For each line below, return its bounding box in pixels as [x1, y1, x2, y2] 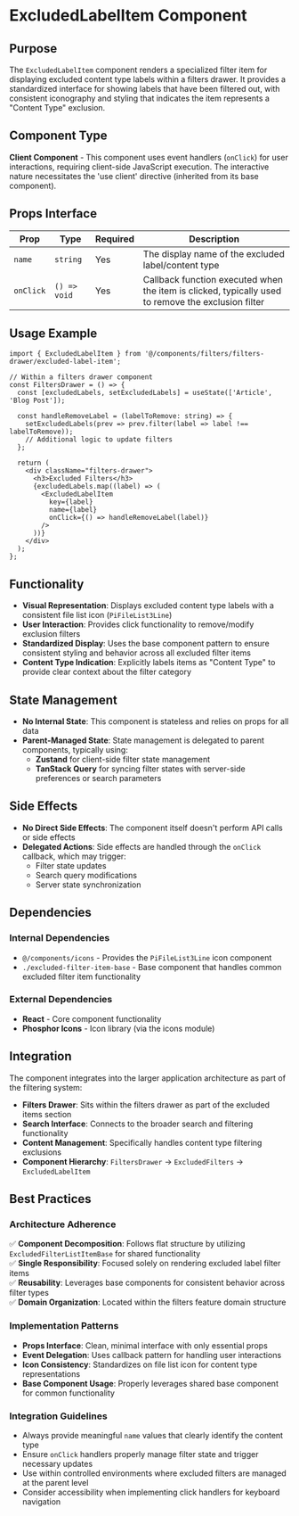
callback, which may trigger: [21, 851, 126, 861]
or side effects [21, 831, 76, 843]
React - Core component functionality [21, 1013, 162, 1024]
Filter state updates [35, 860, 107, 870]
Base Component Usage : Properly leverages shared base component [21, 1378, 279, 1388]
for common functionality [21, 1388, 116, 1398]
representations [21, 1368, 81, 1379]
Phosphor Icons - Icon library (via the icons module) [21, 1023, 215, 1034]
